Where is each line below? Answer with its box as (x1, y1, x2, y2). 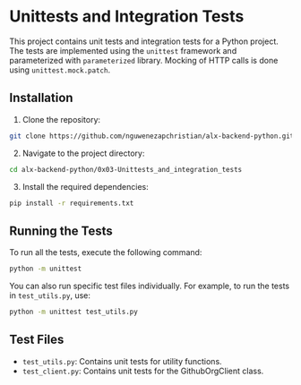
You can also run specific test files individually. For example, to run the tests (9, 280, 289, 292)
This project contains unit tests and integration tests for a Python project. (9, 36, 279, 47)
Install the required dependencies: (21, 181, 150, 192)
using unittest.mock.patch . (9, 64, 110, 75)
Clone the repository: (21, 114, 101, 124)
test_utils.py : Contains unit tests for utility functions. (21, 355, 222, 366)
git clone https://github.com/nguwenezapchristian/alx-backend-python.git (9, 132, 295, 141)
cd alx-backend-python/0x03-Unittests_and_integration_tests (9, 165, 243, 174)
